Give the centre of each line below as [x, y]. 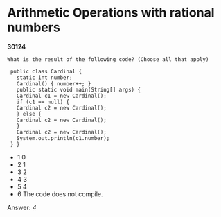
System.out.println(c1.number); [63, 138]
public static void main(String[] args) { [78, 89]
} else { [29, 114]
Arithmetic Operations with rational [111, 13]
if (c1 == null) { [43, 102]
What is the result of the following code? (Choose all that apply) [108, 59]
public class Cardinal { [46, 71]
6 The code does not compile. [60, 194]
